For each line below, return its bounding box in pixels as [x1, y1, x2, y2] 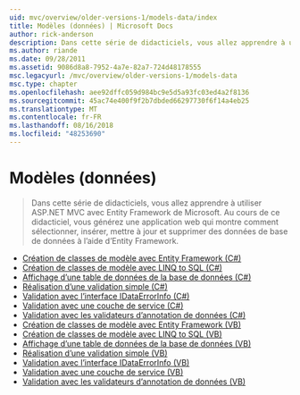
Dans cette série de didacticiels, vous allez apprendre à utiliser [30, 197, 262, 208]
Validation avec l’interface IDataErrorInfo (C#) [21, 290, 190, 301]
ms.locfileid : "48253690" [9, 130, 105, 139]
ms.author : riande [9, 46, 78, 55]
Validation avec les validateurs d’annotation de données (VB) [21, 376, 246, 387]
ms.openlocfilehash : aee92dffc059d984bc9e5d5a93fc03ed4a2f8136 [9, 88, 250, 97]
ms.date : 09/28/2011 [9, 55, 87, 63]
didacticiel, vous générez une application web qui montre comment [30, 216, 279, 227]
